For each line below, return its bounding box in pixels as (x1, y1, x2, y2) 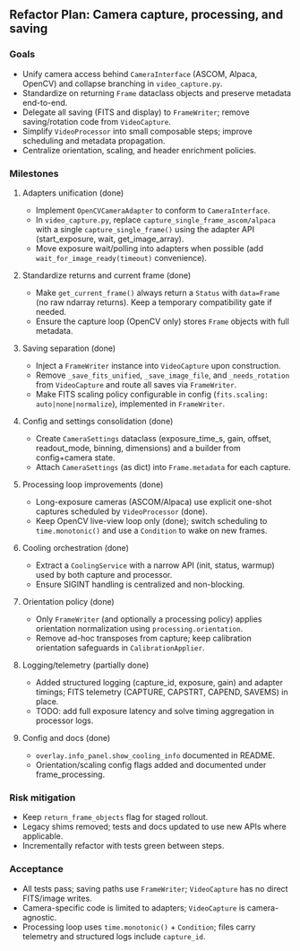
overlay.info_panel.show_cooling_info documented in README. (35, 749, 276, 761)
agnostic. (21, 912, 57, 922)
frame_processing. (35, 769, 106, 780)
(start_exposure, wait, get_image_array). (35, 233, 184, 244)
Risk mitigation (9, 791, 76, 804)
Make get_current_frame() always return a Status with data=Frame (35, 287, 280, 298)
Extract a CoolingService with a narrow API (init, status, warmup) (35, 560, 275, 571)
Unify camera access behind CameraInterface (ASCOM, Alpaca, (21, 68, 258, 79)
